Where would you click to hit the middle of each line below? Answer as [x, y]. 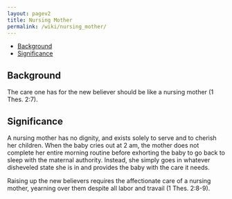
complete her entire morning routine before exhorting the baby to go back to [116, 153]
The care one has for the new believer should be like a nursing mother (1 [110, 92]
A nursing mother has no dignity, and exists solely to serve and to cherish [112, 138]
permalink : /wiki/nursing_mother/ [57, 26]
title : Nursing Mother [40, 20]
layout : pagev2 [29, 14]
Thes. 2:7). [23, 99]
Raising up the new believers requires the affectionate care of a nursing [109, 181]
